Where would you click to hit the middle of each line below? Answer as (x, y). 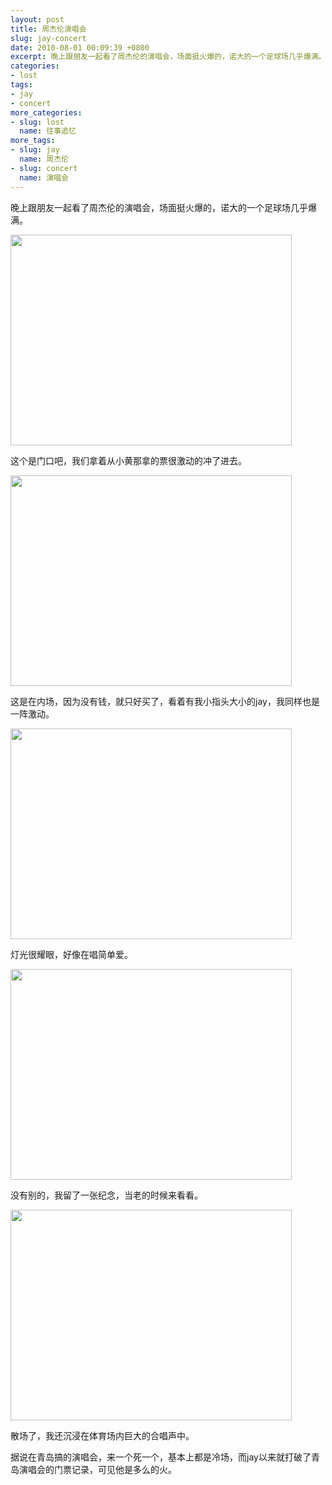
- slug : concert (44, 168)
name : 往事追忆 (48, 131)
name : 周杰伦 (44, 159)
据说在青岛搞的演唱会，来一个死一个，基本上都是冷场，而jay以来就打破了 (161, 1457)
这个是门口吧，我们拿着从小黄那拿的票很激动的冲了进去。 (128, 460)
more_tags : (33, 141)
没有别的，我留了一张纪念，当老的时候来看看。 (106, 1195)
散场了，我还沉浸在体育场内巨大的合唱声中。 (102, 1435)
